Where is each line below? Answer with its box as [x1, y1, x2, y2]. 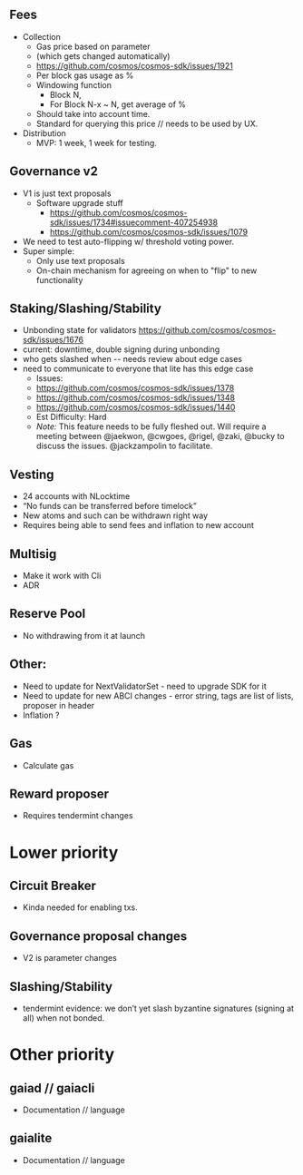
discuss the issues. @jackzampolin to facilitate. [35, 440, 213, 452]
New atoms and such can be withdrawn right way [22, 510, 209, 521]
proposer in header [22, 700, 95, 710]
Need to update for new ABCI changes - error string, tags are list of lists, [22, 690, 294, 701]
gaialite [9, 1131, 53, 1146]
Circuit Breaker [9, 877, 97, 893]
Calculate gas [22, 759, 74, 770]
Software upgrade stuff [35, 197, 124, 208]
